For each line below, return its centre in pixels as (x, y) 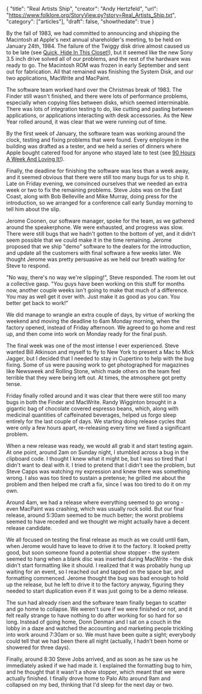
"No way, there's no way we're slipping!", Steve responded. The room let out (101, 277)
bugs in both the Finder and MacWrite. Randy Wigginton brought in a (91, 402)
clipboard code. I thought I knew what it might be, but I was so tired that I (97, 459)
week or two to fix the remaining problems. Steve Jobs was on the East (94, 190)
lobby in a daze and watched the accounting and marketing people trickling (100, 628)
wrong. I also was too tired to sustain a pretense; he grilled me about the (96, 478)
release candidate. (29, 528)
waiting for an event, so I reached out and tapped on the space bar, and (95, 572)
